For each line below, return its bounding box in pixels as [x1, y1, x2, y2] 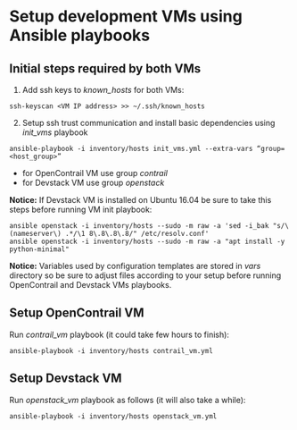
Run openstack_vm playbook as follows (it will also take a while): [9, 394, 246, 405]
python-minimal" [9, 245, 70, 254]
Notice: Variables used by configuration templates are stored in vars [9, 261, 261, 271]
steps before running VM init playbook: [9, 204, 153, 215]
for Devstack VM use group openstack [21, 177, 165, 188]
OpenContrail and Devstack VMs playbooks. [9, 280, 172, 290]
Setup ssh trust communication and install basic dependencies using [21, 118, 276, 128]
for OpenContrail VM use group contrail [21, 168, 168, 178]
